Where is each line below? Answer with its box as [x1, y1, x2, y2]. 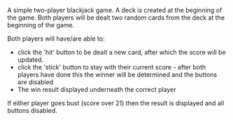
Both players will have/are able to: [7, 34, 105, 43]
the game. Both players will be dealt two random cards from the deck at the [7, 13, 225, 22]
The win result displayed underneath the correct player [17, 86, 176, 93]
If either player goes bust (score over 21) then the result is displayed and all [7, 99, 225, 107]
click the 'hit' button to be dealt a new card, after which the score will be [17, 48, 226, 56]
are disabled [17, 78, 54, 86]
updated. [17, 55, 44, 64]
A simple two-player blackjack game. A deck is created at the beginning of [7, 6, 223, 14]
